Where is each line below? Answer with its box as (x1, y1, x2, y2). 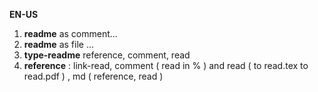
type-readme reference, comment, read (23, 49, 191, 61)
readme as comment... (23, 28, 118, 39)
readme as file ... (23, 39, 94, 50)
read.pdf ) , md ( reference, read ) (23, 70, 164, 82)
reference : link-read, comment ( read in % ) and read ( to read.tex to (23, 60, 309, 71)
